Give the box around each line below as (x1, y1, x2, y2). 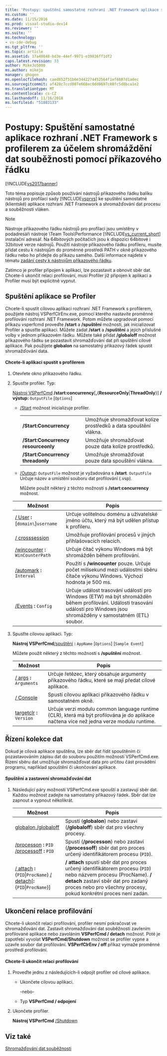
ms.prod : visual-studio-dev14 (5, 21, 68, 26)
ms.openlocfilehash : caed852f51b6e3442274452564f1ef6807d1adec (5, 77, 139, 82)
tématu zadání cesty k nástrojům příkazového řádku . (5, 258, 113, 264)
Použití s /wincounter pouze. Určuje (66, 560, 151, 567)
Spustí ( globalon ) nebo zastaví (65, 818, 138, 825)
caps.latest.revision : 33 (5, 58, 59, 63)
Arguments (14, 680, 38, 686)
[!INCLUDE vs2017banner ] (5, 181, 58, 187)
